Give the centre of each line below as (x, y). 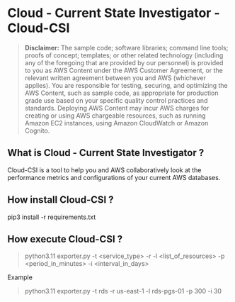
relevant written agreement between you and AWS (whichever (115, 78)
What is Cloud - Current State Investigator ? (106, 153)
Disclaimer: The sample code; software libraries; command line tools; (126, 47)
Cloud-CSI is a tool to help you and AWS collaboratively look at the (104, 170)
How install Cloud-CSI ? (61, 200)
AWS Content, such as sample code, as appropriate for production (121, 93)
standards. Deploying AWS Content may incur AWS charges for (117, 108)
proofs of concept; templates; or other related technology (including (124, 55)
